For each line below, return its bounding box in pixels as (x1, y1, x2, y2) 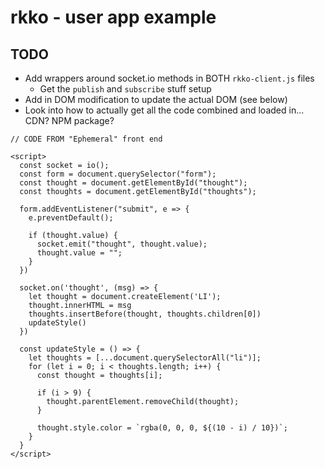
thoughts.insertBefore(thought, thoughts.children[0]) (28, 309, 262, 319)
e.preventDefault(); (28, 213, 114, 223)
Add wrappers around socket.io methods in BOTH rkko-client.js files (24, 72, 315, 84)
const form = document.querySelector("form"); (19, 169, 217, 179)
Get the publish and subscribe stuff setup (39, 83, 212, 95)
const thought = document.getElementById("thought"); (19, 178, 248, 188)
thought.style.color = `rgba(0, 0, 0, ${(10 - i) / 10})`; (36, 423, 288, 433)
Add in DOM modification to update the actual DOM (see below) (24, 94, 288, 105)
